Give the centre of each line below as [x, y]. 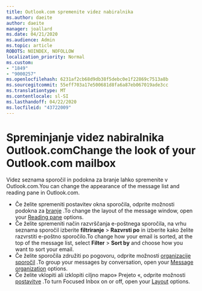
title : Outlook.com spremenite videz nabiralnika [70, 12]
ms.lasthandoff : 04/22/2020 [42, 102]
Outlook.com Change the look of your [101, 150]
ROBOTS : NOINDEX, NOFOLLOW [40, 51]
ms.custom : [20, 62]
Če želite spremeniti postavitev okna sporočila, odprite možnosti [95, 204]
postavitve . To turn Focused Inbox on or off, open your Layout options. [103, 281]
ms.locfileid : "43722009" [39, 107]
